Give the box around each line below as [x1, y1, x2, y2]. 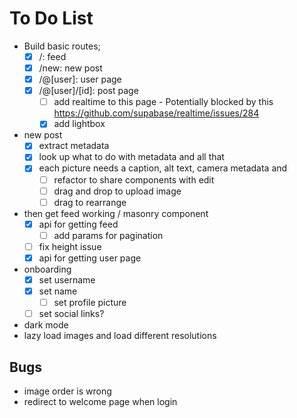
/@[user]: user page [38, 73, 122, 86]
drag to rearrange [53, 196, 127, 208]
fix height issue [38, 240, 102, 252]
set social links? [38, 308, 105, 320]
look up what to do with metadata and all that [38, 151, 225, 163]
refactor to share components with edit [53, 173, 215, 186]
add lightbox [53, 118, 106, 130]
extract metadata [38, 140, 110, 152]
